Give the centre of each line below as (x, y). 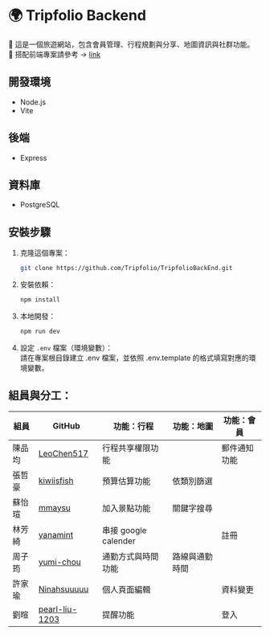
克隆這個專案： (45, 253)
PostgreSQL (40, 205)
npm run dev (40, 331)
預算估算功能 (126, 481)
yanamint (56, 535)
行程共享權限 (126, 448)
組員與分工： (40, 396)
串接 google (124, 530)
